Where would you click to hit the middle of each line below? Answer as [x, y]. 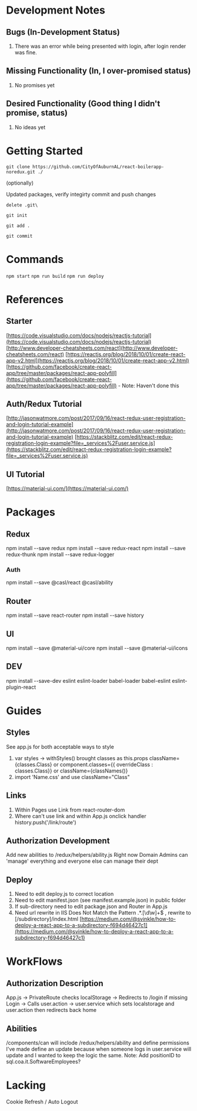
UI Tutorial [26, 474]
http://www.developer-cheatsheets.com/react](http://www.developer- [93, 348]
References [35, 299]
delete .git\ [22, 205]
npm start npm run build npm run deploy [55, 276]
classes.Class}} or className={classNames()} [71, 771]
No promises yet [34, 85]
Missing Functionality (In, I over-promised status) [98, 71]
